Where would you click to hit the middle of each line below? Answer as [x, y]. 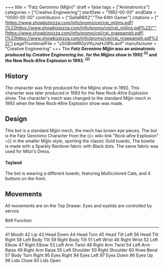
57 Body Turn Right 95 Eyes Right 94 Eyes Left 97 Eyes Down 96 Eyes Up [79, 255]
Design [16, 119]
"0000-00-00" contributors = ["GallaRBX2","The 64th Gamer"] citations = [79, 17]
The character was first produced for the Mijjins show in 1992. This [72, 88]
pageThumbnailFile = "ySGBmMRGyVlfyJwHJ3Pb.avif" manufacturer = [85, 43]
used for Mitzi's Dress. [28, 151]
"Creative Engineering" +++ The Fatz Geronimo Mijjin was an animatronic [80, 49]
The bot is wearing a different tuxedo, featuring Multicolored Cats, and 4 [78, 174]
